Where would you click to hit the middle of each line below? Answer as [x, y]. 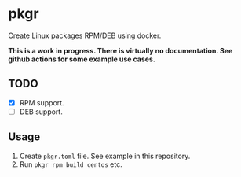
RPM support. [42, 102]
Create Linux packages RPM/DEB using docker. [85, 35]
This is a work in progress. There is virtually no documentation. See [120, 50]
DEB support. [41, 112]
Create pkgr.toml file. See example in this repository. [105, 156]
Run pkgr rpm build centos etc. [71, 164]
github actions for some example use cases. [82, 59]
